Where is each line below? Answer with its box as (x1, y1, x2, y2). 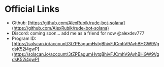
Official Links (4, 3, 60, 15)
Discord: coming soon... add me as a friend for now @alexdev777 (11, 30, 145, 36)
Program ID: (11, 35, 36, 41)
